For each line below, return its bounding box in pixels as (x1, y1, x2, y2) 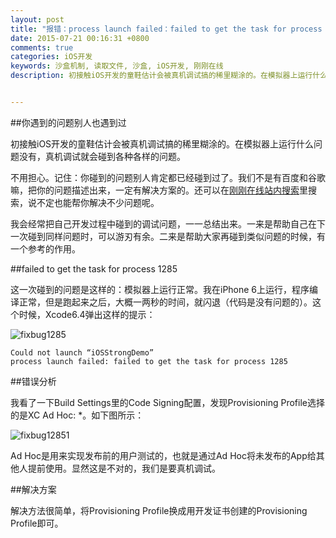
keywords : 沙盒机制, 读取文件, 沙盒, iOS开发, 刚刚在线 (10, 61, 224, 71)
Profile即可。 (10, 517, 64, 529)
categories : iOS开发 (10, 52, 93, 62)
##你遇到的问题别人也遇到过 (10, 116, 127, 128)
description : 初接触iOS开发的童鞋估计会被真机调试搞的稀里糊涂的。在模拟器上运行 (10, 71, 313, 81)
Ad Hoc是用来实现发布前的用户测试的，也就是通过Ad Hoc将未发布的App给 (10, 449, 317, 461)
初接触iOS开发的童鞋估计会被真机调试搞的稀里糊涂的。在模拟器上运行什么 (10, 137, 315, 150)
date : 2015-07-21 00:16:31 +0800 (10, 33, 150, 43)
